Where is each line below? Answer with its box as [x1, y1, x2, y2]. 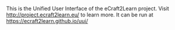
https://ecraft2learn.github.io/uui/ [6, 18, 88, 24]
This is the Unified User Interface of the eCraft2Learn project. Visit [6, 5, 170, 12]
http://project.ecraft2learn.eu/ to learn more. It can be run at [6, 11, 154, 18]
